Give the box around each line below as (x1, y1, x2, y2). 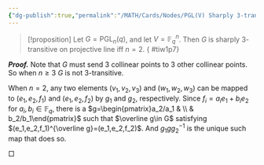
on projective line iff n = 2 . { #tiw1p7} (59, 45, 180, 54)
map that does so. (8, 134, 67, 143)
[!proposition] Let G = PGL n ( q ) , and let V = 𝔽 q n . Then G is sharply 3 (27, 33, 246, 46)
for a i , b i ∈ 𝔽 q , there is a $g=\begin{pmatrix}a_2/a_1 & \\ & (8, 104, 194, 115)
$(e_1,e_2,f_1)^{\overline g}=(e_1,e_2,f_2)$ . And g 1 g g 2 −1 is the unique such (8, 123, 247, 134)
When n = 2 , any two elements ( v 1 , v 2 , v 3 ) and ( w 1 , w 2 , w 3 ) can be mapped (8, 83, 248, 94)
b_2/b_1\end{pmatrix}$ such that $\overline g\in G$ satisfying (8, 114, 207, 123)
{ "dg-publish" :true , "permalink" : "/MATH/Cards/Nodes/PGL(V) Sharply (8, 11, 234, 20)
